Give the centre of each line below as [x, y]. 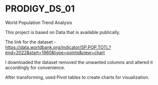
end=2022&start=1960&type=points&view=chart [55, 52]
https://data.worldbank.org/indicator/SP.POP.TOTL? [58, 47]
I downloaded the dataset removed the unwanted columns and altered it [79, 62]
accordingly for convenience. [35, 67]
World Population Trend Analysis [39, 22]
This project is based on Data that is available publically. [63, 32]
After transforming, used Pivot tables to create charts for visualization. [77, 77]
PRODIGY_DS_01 [40, 9]
